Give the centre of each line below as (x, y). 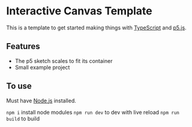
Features (23, 46)
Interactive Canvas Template (79, 11)
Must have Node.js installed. (41, 101)
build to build (23, 119)
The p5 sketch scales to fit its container (64, 61)
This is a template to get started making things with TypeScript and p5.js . (97, 28)
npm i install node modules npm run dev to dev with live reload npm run (93, 112)
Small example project (42, 67)
